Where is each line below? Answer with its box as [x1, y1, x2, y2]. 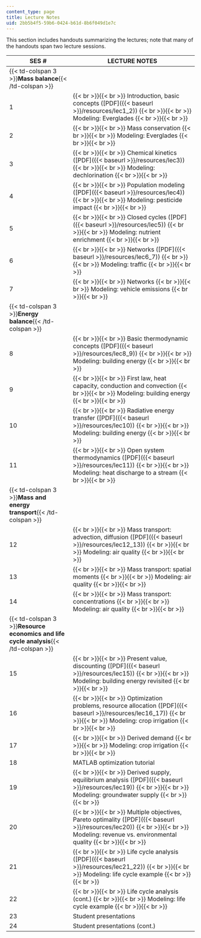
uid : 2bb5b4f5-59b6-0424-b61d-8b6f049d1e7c [6, 20, 117, 26]
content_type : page [6, 8, 55, 15]
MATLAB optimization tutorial [72, 759, 155, 767]
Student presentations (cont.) [72, 922, 156, 930]
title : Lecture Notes [6, 14, 60, 20]
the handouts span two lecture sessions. [6, 43, 106, 50]
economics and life [9, 630, 65, 638]
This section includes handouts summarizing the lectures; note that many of [6, 37, 193, 44]
